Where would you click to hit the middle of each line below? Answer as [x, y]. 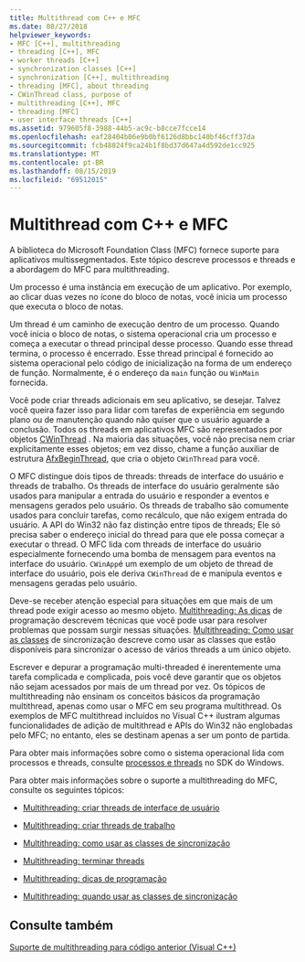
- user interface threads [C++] [71, 120]
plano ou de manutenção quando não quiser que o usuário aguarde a [140, 420]
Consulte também [62, 925]
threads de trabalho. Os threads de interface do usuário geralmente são [145, 486]
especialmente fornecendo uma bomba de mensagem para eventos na [143, 554]
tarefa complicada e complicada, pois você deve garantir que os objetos [145, 677]
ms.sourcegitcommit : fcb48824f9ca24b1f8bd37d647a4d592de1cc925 [132, 145]
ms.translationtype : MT [55, 154]
